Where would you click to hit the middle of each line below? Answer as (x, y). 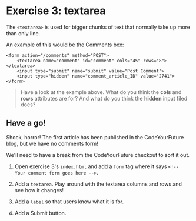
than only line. (23, 33)
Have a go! (26, 123)
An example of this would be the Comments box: (65, 45)
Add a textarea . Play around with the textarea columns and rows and (98, 184)
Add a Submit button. (40, 213)
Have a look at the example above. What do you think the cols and (101, 92)
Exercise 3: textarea (56, 11)
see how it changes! (39, 190)
